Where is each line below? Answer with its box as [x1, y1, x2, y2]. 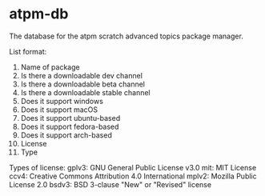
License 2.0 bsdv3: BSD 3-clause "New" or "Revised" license [9, 179, 211, 189]
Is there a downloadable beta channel [20, 79, 145, 89]
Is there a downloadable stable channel [20, 87, 151, 97]
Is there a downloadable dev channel [20, 70, 143, 80]
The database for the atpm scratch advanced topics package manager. [9, 31, 243, 41]
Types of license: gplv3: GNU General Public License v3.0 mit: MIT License [9, 162, 257, 172]
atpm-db [9, 5, 69, 23]
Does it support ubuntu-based [20, 113, 121, 122]
